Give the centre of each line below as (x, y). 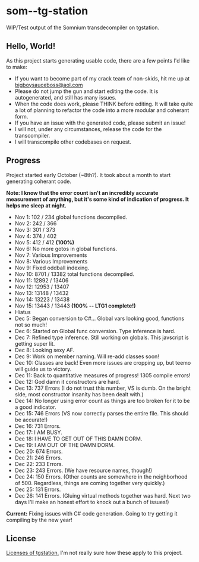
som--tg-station (47, 11)
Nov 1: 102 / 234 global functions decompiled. (71, 217)
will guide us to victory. (43, 369)
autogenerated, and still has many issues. (66, 97)
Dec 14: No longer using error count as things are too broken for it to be (102, 400)
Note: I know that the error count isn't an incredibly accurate (82, 192)
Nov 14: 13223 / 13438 (42, 299)
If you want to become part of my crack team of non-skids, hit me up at (102, 78)
